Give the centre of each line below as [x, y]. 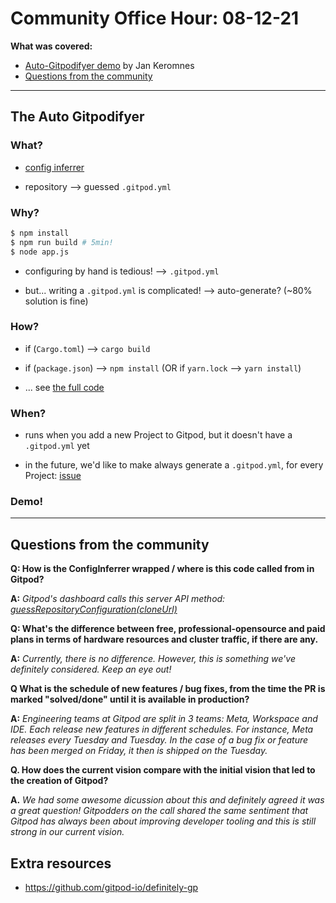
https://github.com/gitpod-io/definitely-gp [111, 888]
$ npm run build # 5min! [62, 242]
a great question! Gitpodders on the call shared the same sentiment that [159, 811]
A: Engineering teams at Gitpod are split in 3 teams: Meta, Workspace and [164, 719]
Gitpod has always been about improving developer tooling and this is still [163, 821]
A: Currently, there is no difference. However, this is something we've [153, 659]
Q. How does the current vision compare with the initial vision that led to [163, 770]
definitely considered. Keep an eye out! [91, 669]
